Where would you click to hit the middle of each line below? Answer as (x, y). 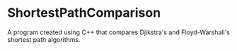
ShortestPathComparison (84, 13)
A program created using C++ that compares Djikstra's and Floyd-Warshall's (118, 32)
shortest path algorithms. (44, 39)
